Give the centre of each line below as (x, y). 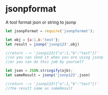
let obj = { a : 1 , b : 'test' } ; (33, 40)
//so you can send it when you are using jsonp (54, 57)
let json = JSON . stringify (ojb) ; (39, 71)
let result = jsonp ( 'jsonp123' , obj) (42, 44)
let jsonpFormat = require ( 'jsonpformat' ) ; (50, 31)
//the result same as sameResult (39, 88)
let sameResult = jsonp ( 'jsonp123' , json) (48, 75)
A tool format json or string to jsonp (41, 22)
